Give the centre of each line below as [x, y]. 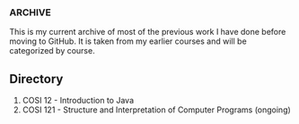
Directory [36, 79]
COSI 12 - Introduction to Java [78, 101]
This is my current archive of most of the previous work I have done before [148, 32]
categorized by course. [53, 51]
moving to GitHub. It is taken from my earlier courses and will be [128, 41]
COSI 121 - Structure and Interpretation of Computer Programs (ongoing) [157, 110]
